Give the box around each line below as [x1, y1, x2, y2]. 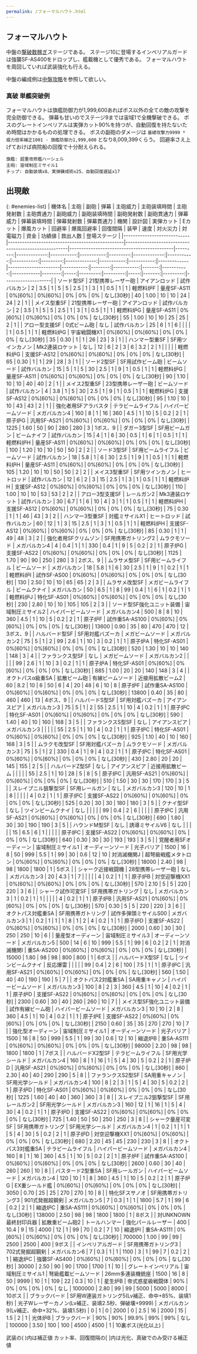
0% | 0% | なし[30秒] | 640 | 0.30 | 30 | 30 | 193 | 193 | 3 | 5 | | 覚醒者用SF [6, 836, 186, 843]
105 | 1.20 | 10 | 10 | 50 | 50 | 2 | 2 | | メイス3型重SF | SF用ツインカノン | [6, 468, 180, 475]
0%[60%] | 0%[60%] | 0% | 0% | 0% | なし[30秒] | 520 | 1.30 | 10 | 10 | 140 [6, 645, 189, 652]
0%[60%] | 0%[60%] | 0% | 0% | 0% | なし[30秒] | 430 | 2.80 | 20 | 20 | [6, 755, 182, 762]
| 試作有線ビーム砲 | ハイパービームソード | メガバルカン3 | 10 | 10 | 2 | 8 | [6, 1005, 183, 1012]
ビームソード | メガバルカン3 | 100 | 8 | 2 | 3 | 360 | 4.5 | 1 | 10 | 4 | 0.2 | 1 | [11, 983, 191, 990]
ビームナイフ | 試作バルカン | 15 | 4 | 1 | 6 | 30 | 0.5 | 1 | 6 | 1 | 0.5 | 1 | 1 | [15, 431, 188, 438]
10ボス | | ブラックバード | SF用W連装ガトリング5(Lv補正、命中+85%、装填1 [6, 1292, 191, 1299]
